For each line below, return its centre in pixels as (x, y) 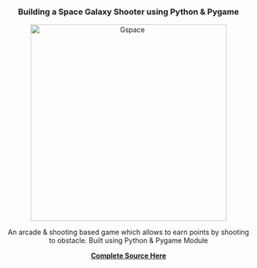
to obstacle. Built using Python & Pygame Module (128, 240)
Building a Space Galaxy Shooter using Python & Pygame (128, 12)
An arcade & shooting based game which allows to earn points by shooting (128, 232)
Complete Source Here (128, 256)
